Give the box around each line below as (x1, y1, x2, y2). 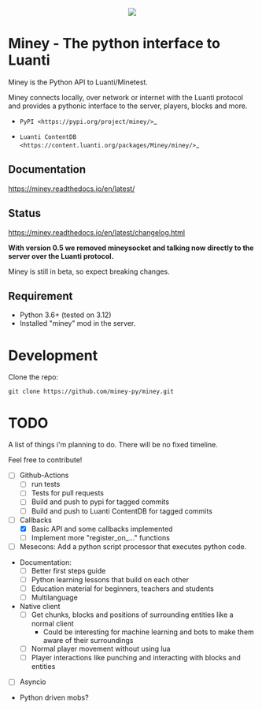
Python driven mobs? (19, 693, 89, 702)
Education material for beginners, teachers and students (31, 584, 214, 593)
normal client (31, 619, 74, 629)
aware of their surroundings (42, 636, 134, 645)
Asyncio (19, 677, 46, 686)
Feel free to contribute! (8, 455, 83, 465)
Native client (19, 602, 61, 611)
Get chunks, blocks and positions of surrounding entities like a (31, 610, 234, 619)
